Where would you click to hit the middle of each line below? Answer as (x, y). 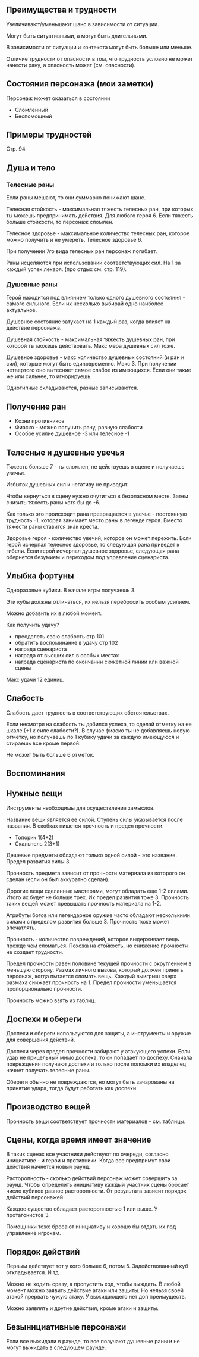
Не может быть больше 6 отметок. (50, 754)
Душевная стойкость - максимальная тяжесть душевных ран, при (91, 339)
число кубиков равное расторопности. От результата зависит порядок (96, 1191)
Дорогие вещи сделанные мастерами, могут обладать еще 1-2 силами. (97, 891)
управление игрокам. (34, 1233)
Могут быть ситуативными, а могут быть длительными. (77, 36)
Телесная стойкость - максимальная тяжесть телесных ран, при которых (100, 209)
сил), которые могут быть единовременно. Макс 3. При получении (91, 364)
